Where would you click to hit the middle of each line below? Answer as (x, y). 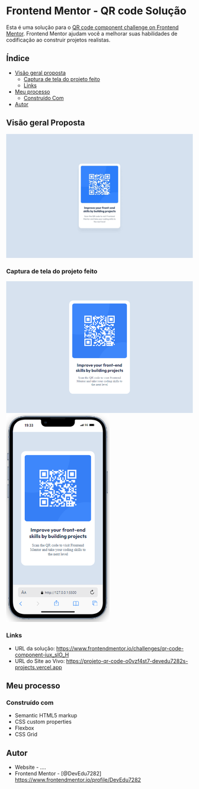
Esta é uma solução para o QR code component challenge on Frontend (92, 27)
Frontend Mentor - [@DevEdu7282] (58, 774)
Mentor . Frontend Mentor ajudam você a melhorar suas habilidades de (92, 33)
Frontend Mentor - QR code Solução (96, 11)
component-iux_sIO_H (42, 655)
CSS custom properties (43, 722)
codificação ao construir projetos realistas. (58, 40)
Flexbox (24, 728)
